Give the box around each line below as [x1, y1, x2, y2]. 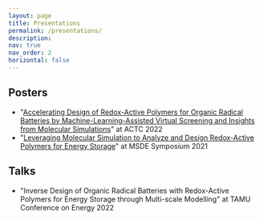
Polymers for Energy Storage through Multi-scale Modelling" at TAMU [19, 194, 251, 204]
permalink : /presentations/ [8, 26, 103, 34]
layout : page [8, 11, 52, 20]
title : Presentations [8, 19, 81, 27]
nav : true [8, 42, 42, 50]
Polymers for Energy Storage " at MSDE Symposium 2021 [19, 141, 208, 150]
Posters [8, 86, 48, 100]
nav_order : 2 [8, 49, 52, 57]
